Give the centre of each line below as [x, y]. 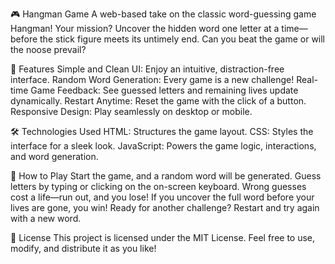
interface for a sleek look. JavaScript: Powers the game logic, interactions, [163, 146]
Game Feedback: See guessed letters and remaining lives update [164, 90]
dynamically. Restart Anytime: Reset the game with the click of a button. [158, 101]
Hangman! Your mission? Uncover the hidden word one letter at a [145, 28]
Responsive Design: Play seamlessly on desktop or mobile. [131, 111]
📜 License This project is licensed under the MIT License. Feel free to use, [163, 237]
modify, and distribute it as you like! [83, 248]
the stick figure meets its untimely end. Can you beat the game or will [182, 39]
